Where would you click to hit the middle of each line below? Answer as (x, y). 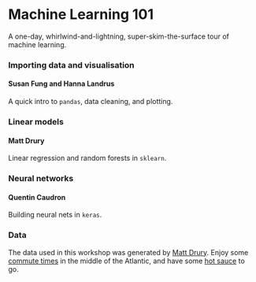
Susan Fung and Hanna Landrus (61, 83)
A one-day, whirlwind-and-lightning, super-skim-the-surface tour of (119, 36)
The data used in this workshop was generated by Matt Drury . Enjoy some (128, 252)
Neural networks (41, 179)
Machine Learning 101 (81, 15)
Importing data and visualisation (72, 65)
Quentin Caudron (37, 197)
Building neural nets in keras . (55, 215)
